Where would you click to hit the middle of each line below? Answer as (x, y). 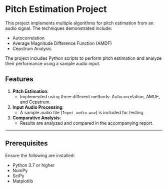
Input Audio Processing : (38, 107)
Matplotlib (23, 181)
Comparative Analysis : (37, 118)
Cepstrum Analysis (32, 48)
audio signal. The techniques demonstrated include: (59, 28)
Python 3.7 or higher (33, 165)
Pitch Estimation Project (56, 9)
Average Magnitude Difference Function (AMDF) (62, 43)
